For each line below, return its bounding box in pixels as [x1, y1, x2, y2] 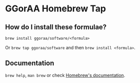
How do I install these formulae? [5, 23, 107, 31]
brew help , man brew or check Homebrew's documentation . [5, 72, 126, 78]
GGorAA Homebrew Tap [5, 3, 106, 14]
